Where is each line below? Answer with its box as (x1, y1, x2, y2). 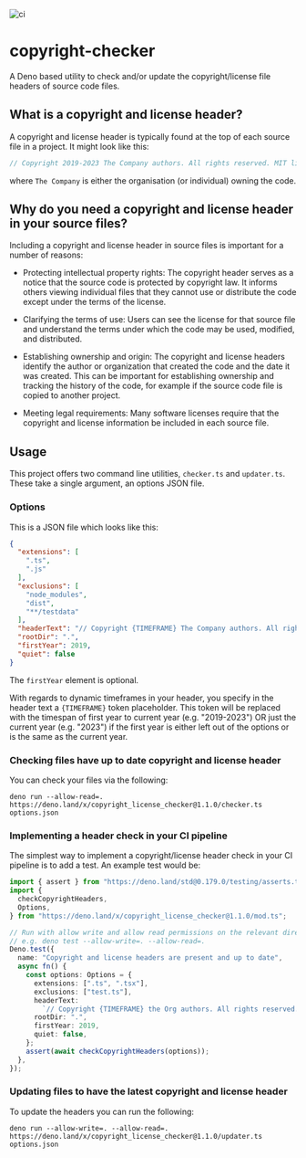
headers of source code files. (9, 80, 120, 91)
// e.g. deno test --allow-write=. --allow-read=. (9, 936, 206, 945)
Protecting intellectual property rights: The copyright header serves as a (22, 268, 294, 279)
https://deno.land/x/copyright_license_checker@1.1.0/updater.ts (9, 1132, 262, 1141)
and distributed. (22, 333, 83, 344)
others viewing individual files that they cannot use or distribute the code (22, 287, 297, 298)
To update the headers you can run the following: (9, 1106, 194, 1117)
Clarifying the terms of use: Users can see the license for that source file (22, 314, 296, 325)
